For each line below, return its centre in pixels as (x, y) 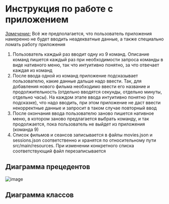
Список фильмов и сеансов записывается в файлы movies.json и (82, 135)
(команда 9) (25, 129)
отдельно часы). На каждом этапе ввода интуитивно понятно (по (83, 97)
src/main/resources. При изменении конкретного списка (73, 145)
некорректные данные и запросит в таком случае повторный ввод (85, 108)
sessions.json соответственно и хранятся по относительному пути (84, 140)
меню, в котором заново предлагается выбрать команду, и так (81, 118)
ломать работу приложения (35, 44)
